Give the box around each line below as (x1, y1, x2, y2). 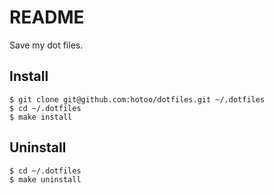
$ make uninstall (9, 174, 82, 185)
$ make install (9, 112, 73, 122)
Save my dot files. (9, 39, 84, 51)
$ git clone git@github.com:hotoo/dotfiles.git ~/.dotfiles (9, 94, 266, 105)
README (9, 6, 85, 29)
